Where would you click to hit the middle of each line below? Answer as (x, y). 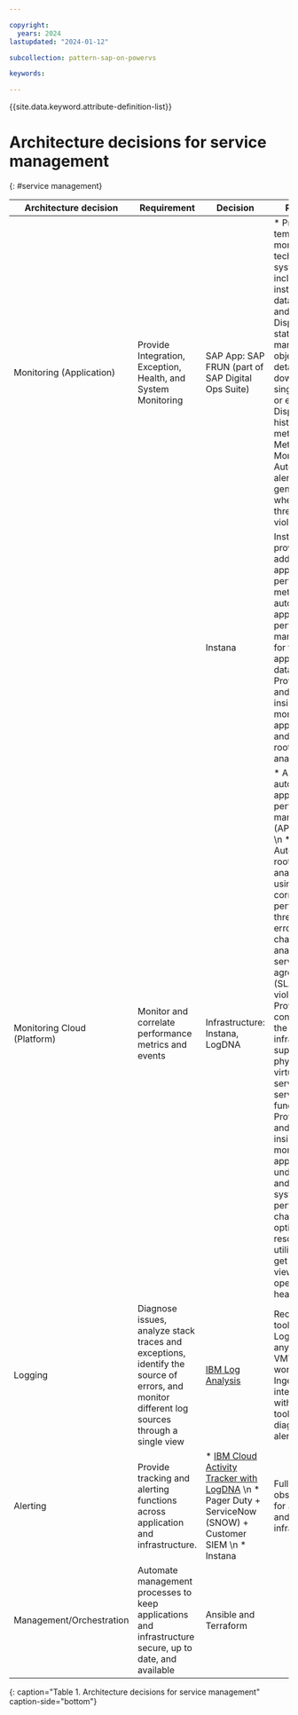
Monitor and (163, 1011)
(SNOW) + (227, 1522)
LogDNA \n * (232, 1490)
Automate (158, 1570)
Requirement (167, 208)
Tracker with (231, 1478)
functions (157, 1500)
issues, (152, 1320)
